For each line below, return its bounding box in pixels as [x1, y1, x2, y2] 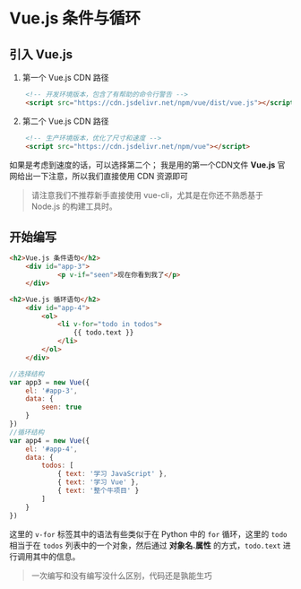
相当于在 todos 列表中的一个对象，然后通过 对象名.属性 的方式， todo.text [9, 540, 281, 550]
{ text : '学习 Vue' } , [56, 478, 140, 487]
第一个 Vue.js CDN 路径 [21, 73, 109, 82]
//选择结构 [9, 369, 45, 378]
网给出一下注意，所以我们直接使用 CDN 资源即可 [9, 170, 188, 181]
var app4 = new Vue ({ [9, 436, 90, 445]
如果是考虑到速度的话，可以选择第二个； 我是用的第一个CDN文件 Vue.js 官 [9, 159, 286, 170]
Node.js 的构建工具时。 [30, 201, 118, 212]
